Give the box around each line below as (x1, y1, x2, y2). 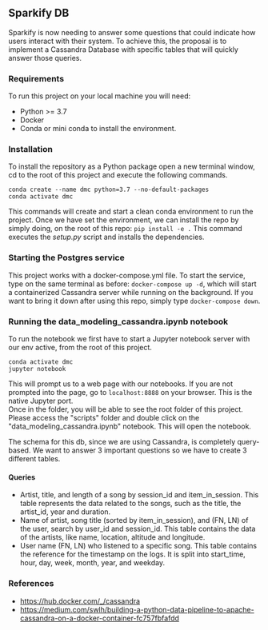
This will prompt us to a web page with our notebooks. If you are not (8, 379, 234, 389)
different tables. (8, 454, 61, 463)
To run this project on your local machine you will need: (8, 91, 191, 101)
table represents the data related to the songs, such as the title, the (19, 499, 242, 508)
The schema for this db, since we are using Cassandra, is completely (8, 437, 236, 446)
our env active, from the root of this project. (8, 343, 152, 352)
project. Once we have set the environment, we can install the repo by (8, 215, 239, 225)
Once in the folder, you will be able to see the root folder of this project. (8, 405, 244, 414)
